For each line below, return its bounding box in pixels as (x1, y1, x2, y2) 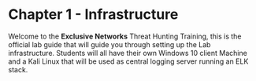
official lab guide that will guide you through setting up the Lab (8, 39, 211, 49)
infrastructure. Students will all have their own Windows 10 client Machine (8, 48, 248, 57)
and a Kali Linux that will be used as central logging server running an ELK (8, 57, 249, 66)
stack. (8, 64, 28, 74)
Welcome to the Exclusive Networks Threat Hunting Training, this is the (8, 31, 242, 41)
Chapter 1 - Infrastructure (8, 6, 179, 24)
